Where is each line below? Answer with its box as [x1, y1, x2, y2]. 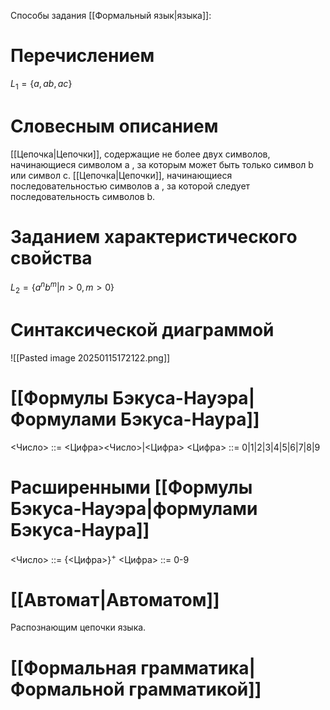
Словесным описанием [10, 115, 219, 137]
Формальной [10, 678, 125, 700]
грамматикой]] [128, 678, 262, 700]
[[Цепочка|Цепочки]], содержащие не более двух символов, [10, 148, 271, 160]
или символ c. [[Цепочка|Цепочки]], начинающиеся [10, 169, 233, 181]
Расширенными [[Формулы [10, 476, 253, 499]
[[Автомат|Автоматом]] [10, 588, 220, 611]
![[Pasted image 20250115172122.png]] [10, 352, 171, 364]
